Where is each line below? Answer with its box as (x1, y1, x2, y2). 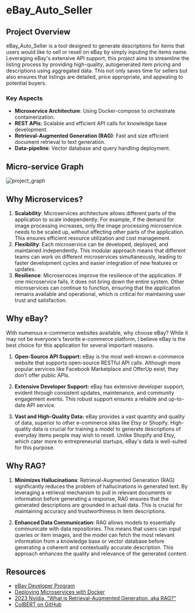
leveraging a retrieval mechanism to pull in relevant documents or (14, 489, 172, 496)
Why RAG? (6, 461, 46, 471)
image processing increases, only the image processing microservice (14, 222, 182, 229)
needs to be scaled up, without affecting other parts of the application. (14, 228, 185, 235)
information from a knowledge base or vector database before (14, 538, 165, 545)
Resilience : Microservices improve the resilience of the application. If (14, 271, 182, 278)
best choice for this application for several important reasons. (6, 342, 155, 349)
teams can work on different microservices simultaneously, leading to (14, 253, 182, 260)
